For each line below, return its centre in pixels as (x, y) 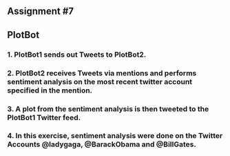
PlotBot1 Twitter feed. (44, 117)
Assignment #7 (41, 11)
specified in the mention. (50, 90)
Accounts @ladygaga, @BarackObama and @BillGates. (102, 144)
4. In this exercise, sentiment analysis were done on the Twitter (115, 136)
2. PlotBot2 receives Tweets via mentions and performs (102, 73)
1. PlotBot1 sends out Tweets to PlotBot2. (77, 55)
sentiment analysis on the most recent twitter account (100, 81)
